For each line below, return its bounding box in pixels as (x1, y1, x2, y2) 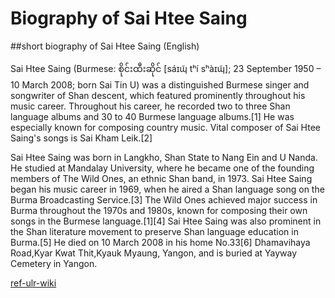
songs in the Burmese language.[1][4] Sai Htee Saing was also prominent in (10, 215, 322, 227)
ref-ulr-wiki (10, 277, 57, 289)
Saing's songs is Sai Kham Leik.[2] (10, 132, 153, 144)
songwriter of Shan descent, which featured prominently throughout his (10, 89, 306, 101)
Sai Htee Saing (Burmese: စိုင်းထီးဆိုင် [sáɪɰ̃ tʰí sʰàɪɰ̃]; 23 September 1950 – (10, 62, 322, 74)
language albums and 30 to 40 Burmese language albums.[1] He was (10, 110, 295, 122)
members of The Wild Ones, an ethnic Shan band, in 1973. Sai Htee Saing (10, 172, 313, 184)
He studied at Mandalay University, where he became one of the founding (10, 162, 315, 174)
